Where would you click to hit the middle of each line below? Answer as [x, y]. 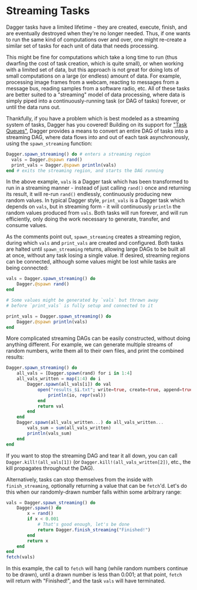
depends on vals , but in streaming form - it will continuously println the [93, 207]
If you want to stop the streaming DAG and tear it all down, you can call [92, 456]
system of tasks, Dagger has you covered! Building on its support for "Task [97, 124]
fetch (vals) [21, 557]
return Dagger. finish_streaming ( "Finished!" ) [94, 530]
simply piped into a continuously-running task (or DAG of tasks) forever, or [96, 100]
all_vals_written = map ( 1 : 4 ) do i [59, 379]
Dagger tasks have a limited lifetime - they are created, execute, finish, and [97, 27]
